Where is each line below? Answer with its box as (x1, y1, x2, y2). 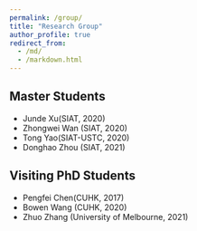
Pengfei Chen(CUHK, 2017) (22, 192, 125, 203)
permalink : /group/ (9, 13, 83, 23)
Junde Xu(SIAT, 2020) (22, 112, 106, 123)
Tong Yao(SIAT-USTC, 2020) (22, 132, 130, 143)
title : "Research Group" (9, 22, 103, 31)
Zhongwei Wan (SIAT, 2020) (22, 122, 128, 133)
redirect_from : (9, 38, 67, 48)
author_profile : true (9, 30, 91, 39)
